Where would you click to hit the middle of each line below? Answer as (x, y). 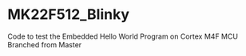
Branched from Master (45, 44)
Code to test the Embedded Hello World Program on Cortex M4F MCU (123, 36)
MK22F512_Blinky (68, 15)
